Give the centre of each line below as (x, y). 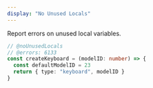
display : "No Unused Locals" (49, 14)
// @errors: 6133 (32, 53)
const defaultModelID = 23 (52, 65)
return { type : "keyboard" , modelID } (69, 72)
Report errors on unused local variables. (64, 33)
